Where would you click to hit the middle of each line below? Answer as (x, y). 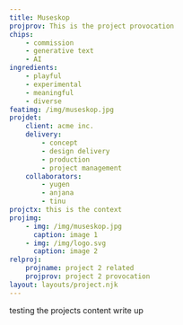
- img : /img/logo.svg (65, 243)
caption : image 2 (65, 251)
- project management (82, 168)
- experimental (54, 84)
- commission (50, 43)
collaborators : (54, 176)
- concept (60, 143)
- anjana (58, 193)
